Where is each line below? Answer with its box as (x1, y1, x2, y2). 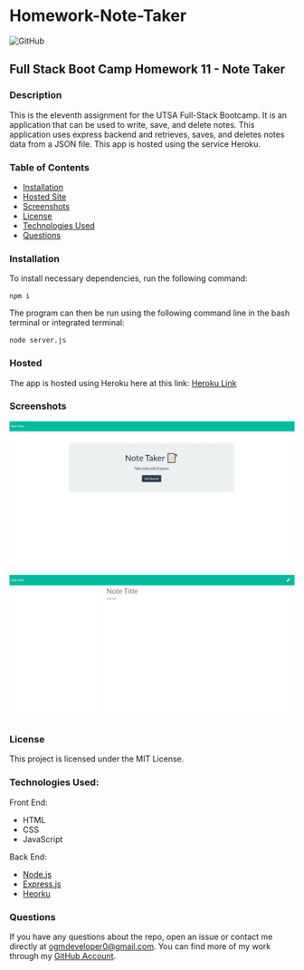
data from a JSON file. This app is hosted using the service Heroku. (9, 138, 261, 150)
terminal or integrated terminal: (9, 317, 125, 328)
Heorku (22, 888, 52, 898)
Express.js (22, 878, 62, 889)
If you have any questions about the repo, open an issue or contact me (9, 931, 273, 942)
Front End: (9, 797, 48, 808)
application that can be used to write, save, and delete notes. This (9, 119, 255, 130)
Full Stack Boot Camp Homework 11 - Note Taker (9, 62, 286, 77)
